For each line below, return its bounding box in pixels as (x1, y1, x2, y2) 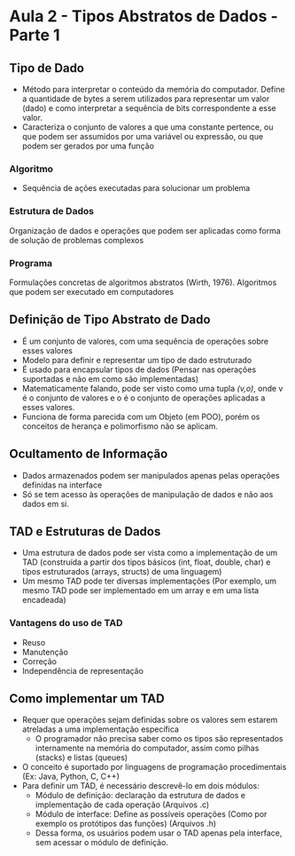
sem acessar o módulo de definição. (35, 837, 168, 848)
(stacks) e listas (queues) (35, 752, 128, 763)
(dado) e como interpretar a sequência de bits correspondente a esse (21, 103, 276, 113)
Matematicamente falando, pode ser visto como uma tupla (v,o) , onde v (21, 383, 283, 393)
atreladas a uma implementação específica (21, 724, 180, 734)
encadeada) (21, 595, 66, 606)
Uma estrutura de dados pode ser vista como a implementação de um (21, 548, 278, 559)
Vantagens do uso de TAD (9, 617, 123, 630)
